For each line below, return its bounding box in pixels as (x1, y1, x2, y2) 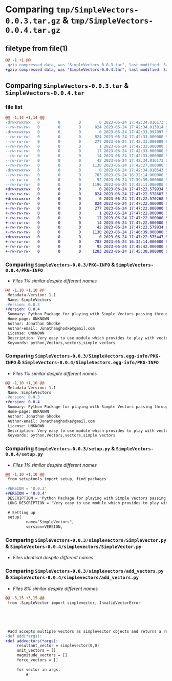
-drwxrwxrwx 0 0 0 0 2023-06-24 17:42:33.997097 (5, 129, 164, 135)
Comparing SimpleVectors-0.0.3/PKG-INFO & (5, 261, 115, 268)
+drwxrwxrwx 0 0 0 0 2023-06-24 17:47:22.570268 (5, 196, 164, 201)
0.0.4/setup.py (5, 451, 44, 458)
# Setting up (7, 510, 36, 515)
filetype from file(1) (5, 44, 68, 52)
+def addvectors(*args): (5, 638, 58, 644)
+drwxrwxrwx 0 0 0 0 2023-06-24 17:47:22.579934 (5, 186, 164, 192)
